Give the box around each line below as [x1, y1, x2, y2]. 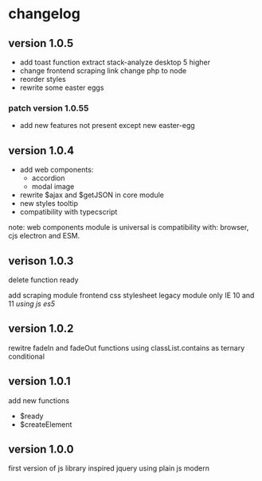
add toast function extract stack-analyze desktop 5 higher [19, 57, 211, 67]
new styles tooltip [19, 199, 78, 208]
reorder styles [19, 75, 66, 83]
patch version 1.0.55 [8, 103, 89, 114]
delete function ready [8, 275, 79, 285]
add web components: [19, 165, 94, 175]
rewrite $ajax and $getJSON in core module [19, 190, 165, 200]
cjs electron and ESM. [8, 231, 80, 241]
